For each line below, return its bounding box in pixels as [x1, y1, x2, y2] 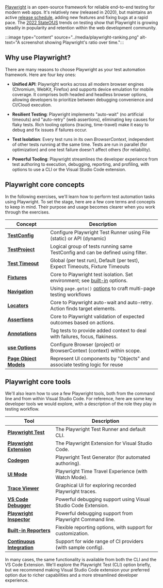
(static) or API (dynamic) [50, 235, 107, 242]
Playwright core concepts [5, 180, 85, 189]
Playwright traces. [55, 488, 97, 495]
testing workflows [50, 291, 91, 298]
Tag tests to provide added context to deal [50, 327, 147, 333]
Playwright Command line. [55, 516, 115, 523]
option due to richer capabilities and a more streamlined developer [5, 572, 138, 578]
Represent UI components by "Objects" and [50, 355, 150, 362]
